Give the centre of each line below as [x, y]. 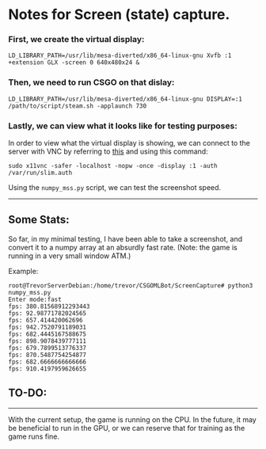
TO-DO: [28, 393]
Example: [23, 271]
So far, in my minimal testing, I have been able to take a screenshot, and [125, 238]
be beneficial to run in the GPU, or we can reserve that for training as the [127, 428]
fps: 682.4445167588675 [47, 334]
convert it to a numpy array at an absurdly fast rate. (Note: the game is [123, 247]
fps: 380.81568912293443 [49, 306]
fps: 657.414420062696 [46, 320]
